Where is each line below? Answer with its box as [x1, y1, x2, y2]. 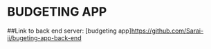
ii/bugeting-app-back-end [7, 33, 82, 42]
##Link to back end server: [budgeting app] [7, 27, 131, 35]
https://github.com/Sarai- [131, 27, 204, 35]
